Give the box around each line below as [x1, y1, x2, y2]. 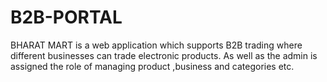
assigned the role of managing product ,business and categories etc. [10, 60, 295, 72]
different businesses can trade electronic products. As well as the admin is [10, 49, 318, 61]
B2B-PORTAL [10, 6, 123, 29]
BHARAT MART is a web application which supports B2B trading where [10, 39, 303, 51]
